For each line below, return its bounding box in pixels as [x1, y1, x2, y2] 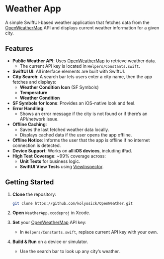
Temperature [19, 89, 48, 95]
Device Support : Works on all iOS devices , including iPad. [12, 147, 133, 153]
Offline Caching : [12, 121, 47, 127]
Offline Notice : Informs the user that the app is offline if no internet [12, 137, 150, 143]
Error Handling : [12, 105, 45, 111]
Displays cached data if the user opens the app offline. [19, 131, 132, 137]
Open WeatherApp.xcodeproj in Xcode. [12, 210, 90, 216]
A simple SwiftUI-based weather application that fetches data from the [5, 19, 150, 25]
